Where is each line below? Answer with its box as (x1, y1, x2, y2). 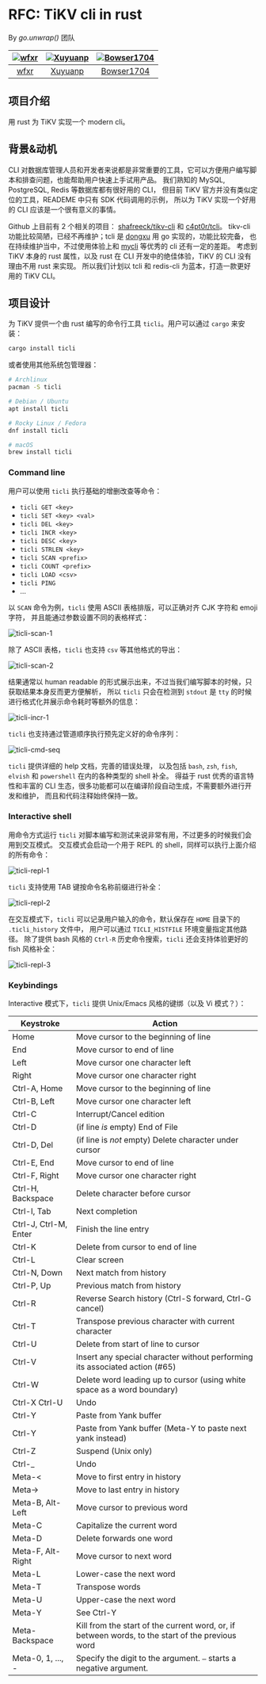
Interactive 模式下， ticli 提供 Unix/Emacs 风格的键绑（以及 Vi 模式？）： (8, 999, 246, 1008)
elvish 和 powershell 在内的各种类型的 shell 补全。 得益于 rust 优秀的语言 (8, 771, 248, 780)
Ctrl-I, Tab (12, 1206, 51, 1217)
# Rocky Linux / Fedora (8, 419, 87, 427)
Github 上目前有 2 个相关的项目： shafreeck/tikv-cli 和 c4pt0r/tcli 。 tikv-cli (8, 221, 251, 231)
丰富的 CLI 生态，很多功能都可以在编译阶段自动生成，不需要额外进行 (21, 781, 245, 790)
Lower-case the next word (76, 1568, 176, 1579)
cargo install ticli (8, 345, 77, 353)
